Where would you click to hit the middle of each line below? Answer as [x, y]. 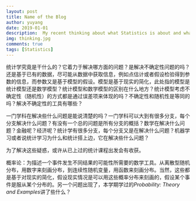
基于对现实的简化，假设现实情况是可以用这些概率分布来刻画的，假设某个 [98, 177]
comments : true [24, 44]
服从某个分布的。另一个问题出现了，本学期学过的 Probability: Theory [98, 184]
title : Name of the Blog [36, 17]
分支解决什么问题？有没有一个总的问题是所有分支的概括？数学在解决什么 [93, 123]
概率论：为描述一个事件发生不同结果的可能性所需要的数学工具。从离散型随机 [98, 162]
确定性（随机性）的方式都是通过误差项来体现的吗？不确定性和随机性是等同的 [98, 96]
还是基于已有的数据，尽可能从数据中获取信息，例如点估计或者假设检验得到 [95, 74]
